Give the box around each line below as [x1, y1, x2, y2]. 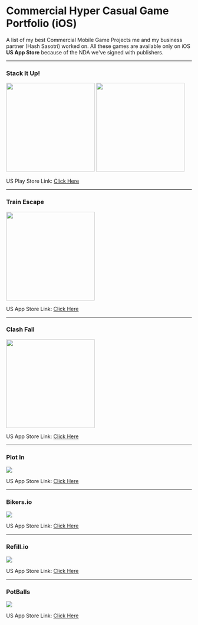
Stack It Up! [6, 69, 40, 77]
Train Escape [6, 198, 44, 206]
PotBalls [6, 587, 31, 595]
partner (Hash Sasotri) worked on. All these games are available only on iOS [6, 43, 190, 50]
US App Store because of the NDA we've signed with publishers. [6, 48, 164, 56]
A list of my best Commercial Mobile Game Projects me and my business [6, 36, 183, 43]
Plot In [6, 453, 25, 461]
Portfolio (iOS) [6, 17, 77, 30]
